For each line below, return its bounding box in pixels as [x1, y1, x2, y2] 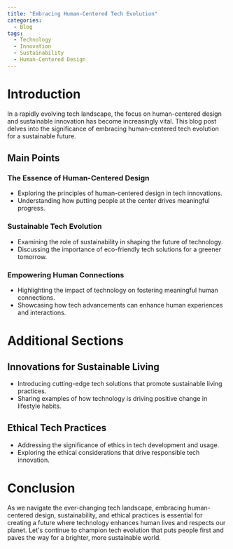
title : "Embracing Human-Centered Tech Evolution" [7, 10, 158, 18]
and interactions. [17, 308, 66, 317]
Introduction [7, 86, 81, 102]
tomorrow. [17, 252, 48, 260]
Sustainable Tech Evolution [7, 222, 102, 232]
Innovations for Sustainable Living [7, 361, 160, 373]
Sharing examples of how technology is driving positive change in [17, 394, 208, 402]
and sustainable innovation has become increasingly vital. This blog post [7, 117, 217, 125]
